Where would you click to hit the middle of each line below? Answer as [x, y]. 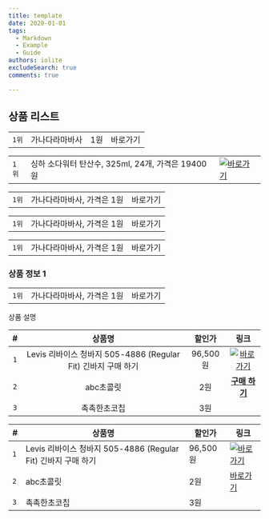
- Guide [28, 53]
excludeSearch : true [43, 68]
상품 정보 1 [27, 274]
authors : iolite [35, 61]
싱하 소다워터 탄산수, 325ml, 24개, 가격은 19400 [119, 164]
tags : [17, 30]
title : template [35, 16]
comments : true [34, 75]
